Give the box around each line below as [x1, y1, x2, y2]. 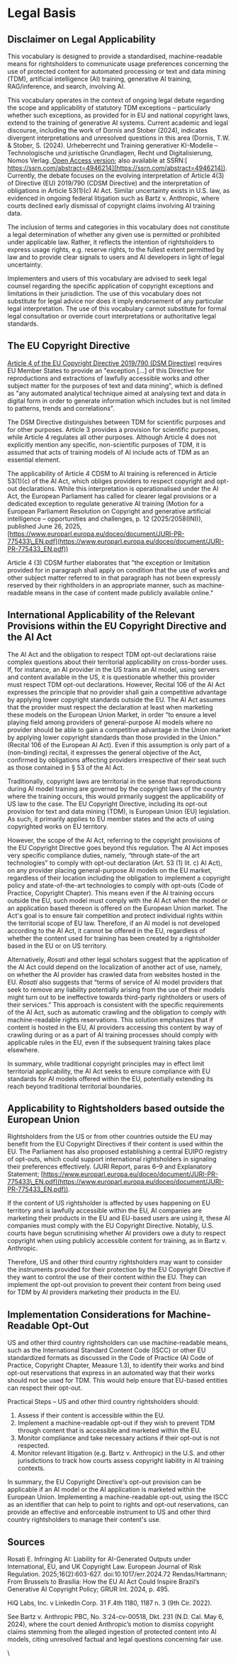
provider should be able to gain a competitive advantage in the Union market [7, 725, 232, 734]
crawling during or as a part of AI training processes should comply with [7, 1030, 218, 1039]
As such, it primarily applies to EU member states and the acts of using [7, 814, 215, 823]
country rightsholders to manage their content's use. [7, 1515, 161, 1524]
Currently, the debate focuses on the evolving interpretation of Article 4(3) [7, 172, 225, 179]
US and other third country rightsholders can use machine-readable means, [7, 1339, 229, 1347]
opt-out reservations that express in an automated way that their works [7, 1369, 215, 1377]
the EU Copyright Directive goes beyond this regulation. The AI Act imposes [7, 843, 229, 852]
